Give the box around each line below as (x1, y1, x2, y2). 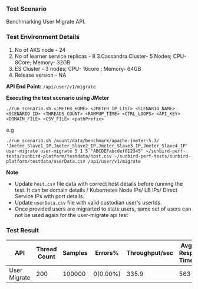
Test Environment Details (6, 33, 80, 41)
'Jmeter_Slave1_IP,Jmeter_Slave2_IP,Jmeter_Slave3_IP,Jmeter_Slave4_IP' (6, 143, 189, 149)
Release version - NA (14, 71, 67, 78)
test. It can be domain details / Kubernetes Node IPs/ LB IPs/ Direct (14, 186, 178, 193)
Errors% (95, 248, 119, 257)
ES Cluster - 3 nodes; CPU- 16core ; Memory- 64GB (14, 65, 141, 72)
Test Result (6, 226, 39, 234)
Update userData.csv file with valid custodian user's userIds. (14, 199, 162, 206)
